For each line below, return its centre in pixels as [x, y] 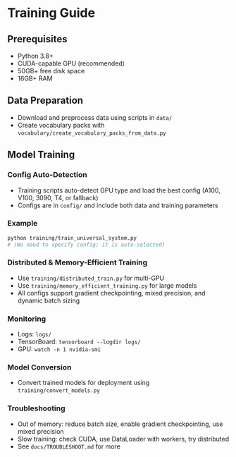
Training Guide [51, 13]
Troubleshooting [36, 408]
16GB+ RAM [35, 78]
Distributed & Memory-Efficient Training [77, 262]
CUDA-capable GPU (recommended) [71, 63]
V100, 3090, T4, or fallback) [58, 197]
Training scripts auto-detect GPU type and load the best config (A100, [119, 190]
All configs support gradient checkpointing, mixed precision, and [111, 293]
